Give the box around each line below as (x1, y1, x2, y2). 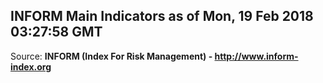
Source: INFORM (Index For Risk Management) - (10, 50, 213, 62)
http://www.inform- (214, 50, 299, 62)
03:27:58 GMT (10, 24, 103, 41)
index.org (10, 60, 52, 73)
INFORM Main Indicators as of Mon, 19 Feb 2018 (10, 8, 314, 25)
